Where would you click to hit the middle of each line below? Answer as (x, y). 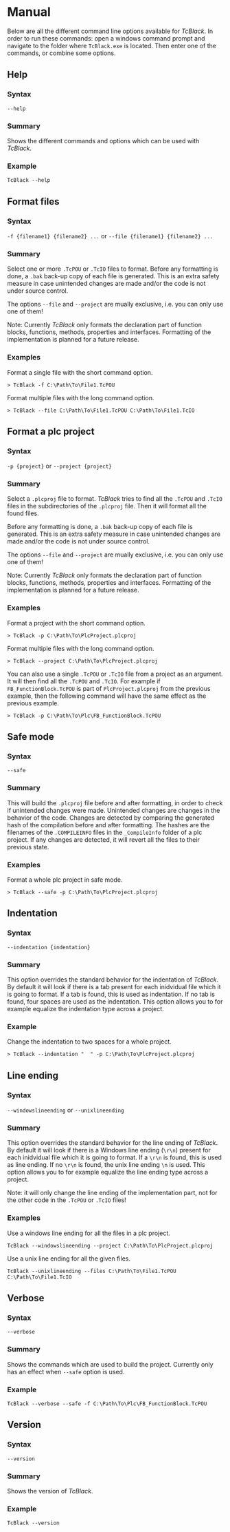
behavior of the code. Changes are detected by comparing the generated (111, 818)
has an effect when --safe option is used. (66, 1371)
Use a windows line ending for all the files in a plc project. (89, 1233)
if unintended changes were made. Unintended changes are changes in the (114, 810)
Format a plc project (51, 431)
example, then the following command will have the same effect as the (107, 696)
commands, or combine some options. (61, 53)
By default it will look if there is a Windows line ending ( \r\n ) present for (109, 1150)
